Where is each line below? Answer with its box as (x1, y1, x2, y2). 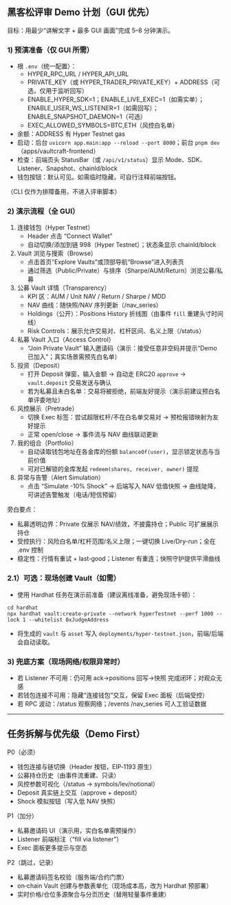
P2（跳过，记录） (7, 858, 57, 866)
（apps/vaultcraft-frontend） (16, 147, 100, 155)
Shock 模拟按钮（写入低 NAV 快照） (16, 797, 119, 805)
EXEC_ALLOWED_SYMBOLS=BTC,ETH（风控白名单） (27, 121, 179, 130)
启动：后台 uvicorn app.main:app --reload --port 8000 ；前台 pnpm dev (16, 139, 220, 147)
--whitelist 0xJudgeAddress (28, 616, 109, 623)
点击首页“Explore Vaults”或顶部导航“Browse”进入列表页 (27, 258, 184, 266)
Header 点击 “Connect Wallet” (27, 232, 113, 240)
